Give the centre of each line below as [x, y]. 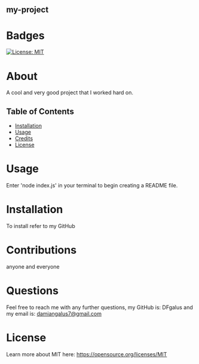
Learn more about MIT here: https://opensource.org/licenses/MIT [87, 354]
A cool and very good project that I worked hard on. [70, 92]
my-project [27, 10]
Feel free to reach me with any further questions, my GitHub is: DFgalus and [99, 307]
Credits [24, 138]
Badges [25, 36]
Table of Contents [40, 111]
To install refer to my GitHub [41, 226]
